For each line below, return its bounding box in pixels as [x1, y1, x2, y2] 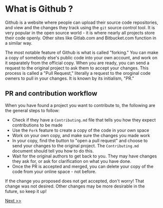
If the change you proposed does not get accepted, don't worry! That [5, 178, 145, 184]
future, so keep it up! [5, 188, 47, 194]
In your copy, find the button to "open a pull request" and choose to [12, 138, 148, 143]
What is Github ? [5, 3, 73, 15]
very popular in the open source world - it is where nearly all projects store [5, 30, 155, 35]
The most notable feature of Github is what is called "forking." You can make [5, 50, 159, 55]
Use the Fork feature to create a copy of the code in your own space [12, 127, 149, 133]
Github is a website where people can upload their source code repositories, [5, 19, 158, 25]
